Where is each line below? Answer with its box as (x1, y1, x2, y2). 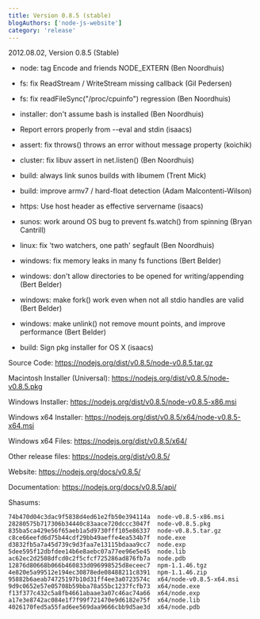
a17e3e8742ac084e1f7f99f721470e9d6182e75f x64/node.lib (8, 596, 201, 605)
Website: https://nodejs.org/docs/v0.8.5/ (8, 467, 141, 476)
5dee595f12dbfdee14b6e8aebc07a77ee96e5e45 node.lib (8, 548, 186, 556)
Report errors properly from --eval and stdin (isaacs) (19, 124, 193, 135)
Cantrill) (19, 225, 46, 235)
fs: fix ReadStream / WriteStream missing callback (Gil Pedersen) (19, 78, 232, 88)
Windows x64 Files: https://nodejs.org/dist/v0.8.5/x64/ (8, 437, 188, 446)
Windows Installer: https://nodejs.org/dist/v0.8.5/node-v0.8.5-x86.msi (8, 397, 237, 407)
